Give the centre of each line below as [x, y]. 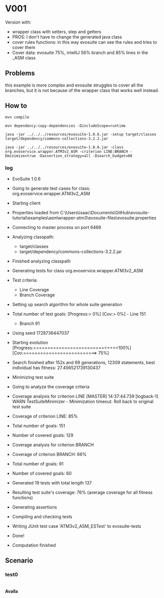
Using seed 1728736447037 [41, 333]
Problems [20, 73]
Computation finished [34, 545]
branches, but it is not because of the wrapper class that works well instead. [82, 90]
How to [16, 106]
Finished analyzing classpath [41, 261]
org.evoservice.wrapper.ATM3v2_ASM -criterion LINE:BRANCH [67, 151]
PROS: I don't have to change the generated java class [67, 37]
